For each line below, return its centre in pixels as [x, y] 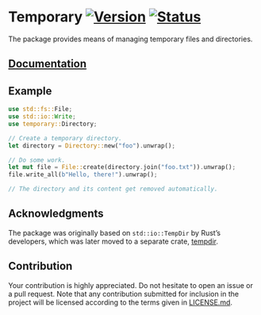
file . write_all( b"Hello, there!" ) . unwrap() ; [83, 175]
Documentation [48, 64]
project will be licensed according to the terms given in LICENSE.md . [120, 302]
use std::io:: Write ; [42, 117]
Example [30, 91]
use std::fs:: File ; [40, 109]
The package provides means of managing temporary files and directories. [130, 39]
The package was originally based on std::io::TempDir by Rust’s [114, 232]
